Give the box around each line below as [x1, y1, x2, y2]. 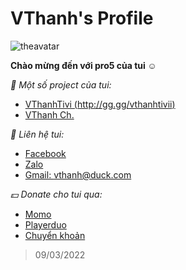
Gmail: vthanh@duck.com [24, 168, 132, 181]
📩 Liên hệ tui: [10, 128, 65, 140]
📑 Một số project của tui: [10, 78, 112, 91]
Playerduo [24, 218, 67, 231]
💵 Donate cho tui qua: [10, 188, 103, 200]
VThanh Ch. [24, 108, 75, 121]
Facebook [24, 147, 67, 159]
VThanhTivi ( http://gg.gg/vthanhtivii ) [24, 98, 176, 110]
